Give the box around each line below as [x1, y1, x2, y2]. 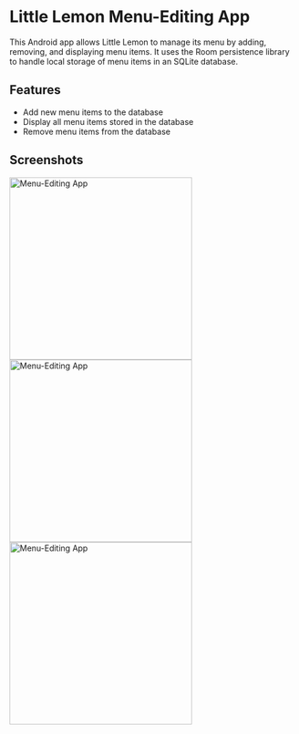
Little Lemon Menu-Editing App [9, 6, 251, 27]
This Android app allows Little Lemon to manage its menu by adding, [9, 36, 267, 47]
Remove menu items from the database [22, 126, 171, 137]
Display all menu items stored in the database [22, 116, 194, 127]
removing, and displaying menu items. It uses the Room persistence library [9, 46, 290, 57]
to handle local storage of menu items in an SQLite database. [9, 56, 239, 67]
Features [9, 82, 61, 98]
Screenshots [9, 152, 84, 168]
